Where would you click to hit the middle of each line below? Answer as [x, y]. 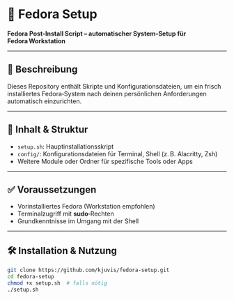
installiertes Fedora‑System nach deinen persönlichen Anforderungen [107, 93]
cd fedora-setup [31, 277]
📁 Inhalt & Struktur [48, 129]
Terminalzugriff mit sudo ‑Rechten [65, 214]
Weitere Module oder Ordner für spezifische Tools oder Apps [105, 161]
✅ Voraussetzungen [52, 189]
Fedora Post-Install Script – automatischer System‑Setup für [97, 33]
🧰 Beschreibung [42, 69]
